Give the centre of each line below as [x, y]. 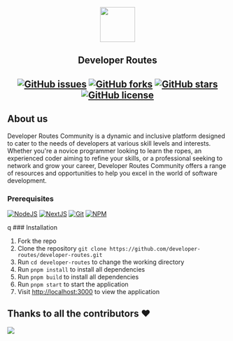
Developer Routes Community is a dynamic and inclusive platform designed [116, 136]
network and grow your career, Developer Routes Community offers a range [117, 165]
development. [27, 180]
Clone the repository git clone [62, 248]
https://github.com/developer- [155, 249]
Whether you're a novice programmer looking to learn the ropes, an [104, 151]
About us [28, 119]
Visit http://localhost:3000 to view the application [88, 291]
